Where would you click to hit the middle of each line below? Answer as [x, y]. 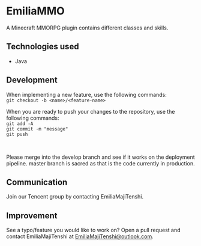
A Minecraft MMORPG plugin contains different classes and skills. [87, 28]
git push [17, 134]
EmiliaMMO [35, 11]
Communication [37, 182]
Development [32, 80]
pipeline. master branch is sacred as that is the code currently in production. [100, 163]
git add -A [20, 124]
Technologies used [43, 47]
